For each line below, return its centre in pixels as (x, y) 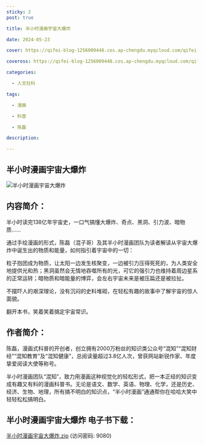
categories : (21, 73)
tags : (13, 94)
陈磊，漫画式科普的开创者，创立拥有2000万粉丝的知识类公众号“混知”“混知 (99, 348)
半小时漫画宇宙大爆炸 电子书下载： (71, 420)
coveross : (19, 61)
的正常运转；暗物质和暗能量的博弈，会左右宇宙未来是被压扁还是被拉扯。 (97, 278)
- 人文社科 (24, 83)
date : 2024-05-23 (28, 39)
